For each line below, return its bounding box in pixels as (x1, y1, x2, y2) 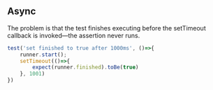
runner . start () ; (20, 51, 68, 58)
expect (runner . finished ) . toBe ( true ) (32, 64, 139, 71)
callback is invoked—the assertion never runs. (7, 31, 140, 39)
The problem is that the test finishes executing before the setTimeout (7, 24, 206, 32)
